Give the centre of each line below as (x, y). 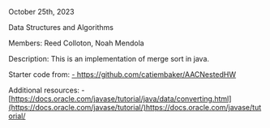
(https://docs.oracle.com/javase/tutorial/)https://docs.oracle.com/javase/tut (135, 107)
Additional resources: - (47, 90)
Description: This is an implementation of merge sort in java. (109, 59)
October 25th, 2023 (41, 12)
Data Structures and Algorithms (61, 27)
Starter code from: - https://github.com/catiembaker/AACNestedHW (122, 75)
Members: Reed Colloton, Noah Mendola (76, 43)
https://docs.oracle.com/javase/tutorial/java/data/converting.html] (121, 99)
